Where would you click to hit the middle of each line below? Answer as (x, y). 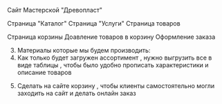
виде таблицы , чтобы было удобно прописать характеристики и (113, 65)
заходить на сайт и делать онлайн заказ (76, 93)
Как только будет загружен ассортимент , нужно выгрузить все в (114, 58)
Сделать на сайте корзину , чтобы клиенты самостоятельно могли (116, 86)
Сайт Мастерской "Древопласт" (55, 10)
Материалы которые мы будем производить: (84, 50)
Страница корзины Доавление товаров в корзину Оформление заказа (111, 37)
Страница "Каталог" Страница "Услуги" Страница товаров (94, 23)
